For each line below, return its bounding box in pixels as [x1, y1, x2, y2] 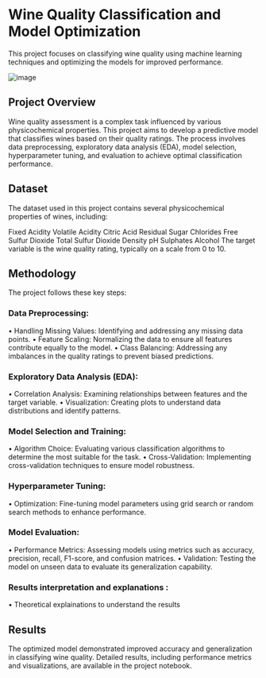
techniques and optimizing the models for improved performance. [8, 57, 224, 67]
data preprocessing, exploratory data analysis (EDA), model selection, [8, 141, 237, 152]
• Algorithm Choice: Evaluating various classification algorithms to [8, 444, 225, 454]
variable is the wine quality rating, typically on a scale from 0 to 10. [8, 244, 226, 254]
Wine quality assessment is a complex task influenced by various [8, 117, 222, 126]
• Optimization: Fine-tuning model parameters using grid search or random [8, 498, 254, 508]
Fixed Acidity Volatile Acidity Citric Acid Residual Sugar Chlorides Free [8, 227, 238, 236]
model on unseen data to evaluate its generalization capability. [8, 562, 213, 571]
